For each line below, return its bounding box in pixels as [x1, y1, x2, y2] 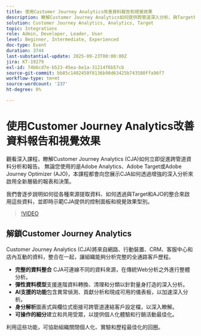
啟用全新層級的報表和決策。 [6, 178, 75, 185]
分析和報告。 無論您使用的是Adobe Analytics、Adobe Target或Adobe [11, 163, 182, 170]
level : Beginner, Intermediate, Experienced [6, 36, 119, 42]
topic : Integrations [6, 25, 58, 32]
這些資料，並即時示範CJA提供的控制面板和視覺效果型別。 [11, 198, 153, 205]
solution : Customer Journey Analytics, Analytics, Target [6, 20, 154, 26]
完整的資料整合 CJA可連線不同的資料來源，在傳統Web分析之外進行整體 [14, 265, 190, 273]
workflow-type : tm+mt [6, 75, 60, 81]
